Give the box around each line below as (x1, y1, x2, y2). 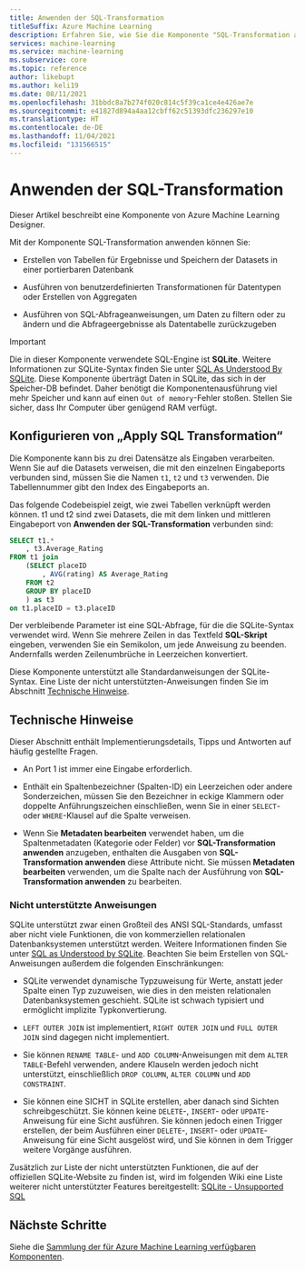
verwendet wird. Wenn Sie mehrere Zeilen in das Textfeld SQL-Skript (9, 629, 268, 641)
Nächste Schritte (9, 1217, 107, 1233)
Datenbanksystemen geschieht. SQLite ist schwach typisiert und (22, 995, 265, 1006)
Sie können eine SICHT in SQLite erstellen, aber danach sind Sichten (22, 1096, 280, 1107)
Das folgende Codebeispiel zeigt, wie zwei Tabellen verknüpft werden (9, 499, 271, 510)
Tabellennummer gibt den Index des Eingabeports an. (9, 481, 211, 492)
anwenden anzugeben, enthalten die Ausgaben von (22, 847, 218, 858)
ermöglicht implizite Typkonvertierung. (22, 1005, 168, 1016)
